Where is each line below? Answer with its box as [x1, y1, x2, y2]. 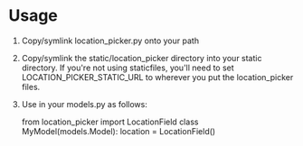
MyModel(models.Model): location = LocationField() [21, 125, 216, 136]
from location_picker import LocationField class [21, 116, 199, 127]
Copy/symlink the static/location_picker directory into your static [21, 52, 262, 63]
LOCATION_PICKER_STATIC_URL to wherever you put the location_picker [21, 71, 294, 82]
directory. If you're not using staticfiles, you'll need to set [21, 62, 234, 73]
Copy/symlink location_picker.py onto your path [21, 35, 200, 46]
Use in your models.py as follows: [21, 98, 148, 109]
